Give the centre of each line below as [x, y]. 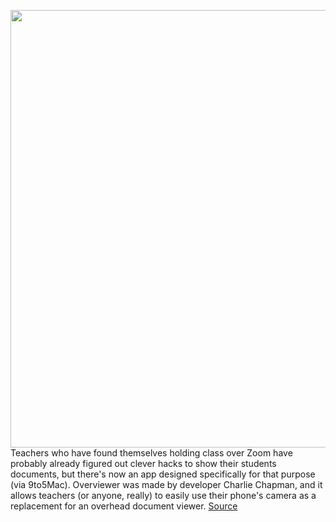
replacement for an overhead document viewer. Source [124, 506]
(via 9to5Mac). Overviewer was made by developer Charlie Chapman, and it [166, 484]
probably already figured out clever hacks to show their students [143, 463]
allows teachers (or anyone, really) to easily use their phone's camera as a [163, 495]
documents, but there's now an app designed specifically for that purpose [163, 474]
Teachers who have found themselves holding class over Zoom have [151, 453]
